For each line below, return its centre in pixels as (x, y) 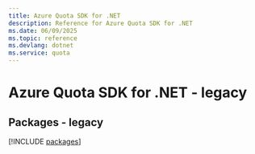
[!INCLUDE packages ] (45, 142)
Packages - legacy (56, 122)
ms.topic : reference (43, 38)
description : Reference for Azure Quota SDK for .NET (101, 23)
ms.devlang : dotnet (41, 46)
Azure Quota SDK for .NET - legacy (128, 93)
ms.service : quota (39, 53)
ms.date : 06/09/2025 (43, 30)
